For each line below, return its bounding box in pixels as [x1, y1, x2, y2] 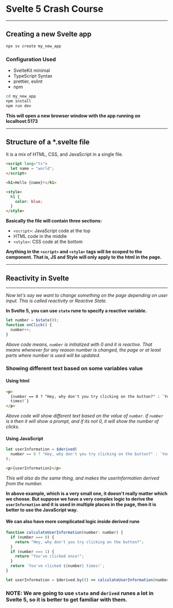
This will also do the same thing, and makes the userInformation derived [6, 475, 160, 481]
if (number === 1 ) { [10, 549, 54, 554]
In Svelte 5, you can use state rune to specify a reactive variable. [6, 308, 147, 314]
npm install [6, 98, 31, 103]
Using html [6, 378, 30, 384]
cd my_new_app [6, 94, 36, 99]
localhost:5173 [6, 118, 38, 124]
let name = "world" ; [10, 166, 54, 171]
